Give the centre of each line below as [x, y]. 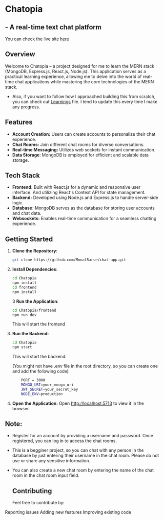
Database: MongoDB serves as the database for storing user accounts [83, 208]
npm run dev [24, 315]
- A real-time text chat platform [53, 27]
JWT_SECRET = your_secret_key [50, 389]
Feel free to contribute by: [38, 503]
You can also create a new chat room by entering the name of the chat [83, 470]
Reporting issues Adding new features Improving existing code [68, 512]
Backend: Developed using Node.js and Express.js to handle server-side [85, 198]
